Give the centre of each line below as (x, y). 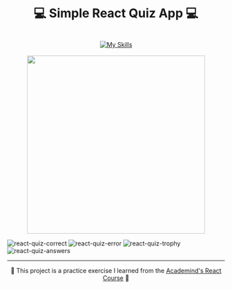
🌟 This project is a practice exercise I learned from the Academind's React (116, 270)
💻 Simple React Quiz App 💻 (116, 13)
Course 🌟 (116, 278)
